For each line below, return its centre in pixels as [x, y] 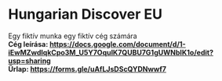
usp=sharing [29, 61]
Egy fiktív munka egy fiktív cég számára [73, 36]
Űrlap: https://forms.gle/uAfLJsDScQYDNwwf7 [87, 69]
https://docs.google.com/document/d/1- [118, 44]
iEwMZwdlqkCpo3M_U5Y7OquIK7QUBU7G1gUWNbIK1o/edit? [111, 52]
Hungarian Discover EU [86, 14]
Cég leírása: [28, 44]
